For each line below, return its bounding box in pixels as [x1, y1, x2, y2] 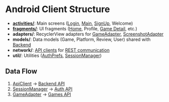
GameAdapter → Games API [12, 91, 72, 97]
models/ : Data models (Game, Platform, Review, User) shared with [12, 36, 151, 42]
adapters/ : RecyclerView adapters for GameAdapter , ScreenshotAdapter [12, 31, 164, 37]
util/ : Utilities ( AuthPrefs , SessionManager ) [12, 52, 102, 59]
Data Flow [5, 67, 37, 76]
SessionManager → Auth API [12, 86, 73, 92]
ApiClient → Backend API [12, 80, 65, 86]
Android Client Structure [5, 4, 110, 15]
